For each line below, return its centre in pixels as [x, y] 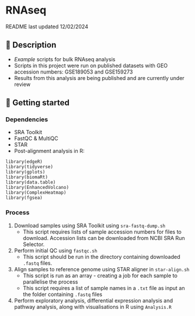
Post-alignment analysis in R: [49, 151]
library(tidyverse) [29, 167]
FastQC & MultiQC [36, 138]
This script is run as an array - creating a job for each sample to [100, 275]
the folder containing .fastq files [62, 294]
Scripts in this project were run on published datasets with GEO [91, 65]
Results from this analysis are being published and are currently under [99, 78]
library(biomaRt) [27, 177]
